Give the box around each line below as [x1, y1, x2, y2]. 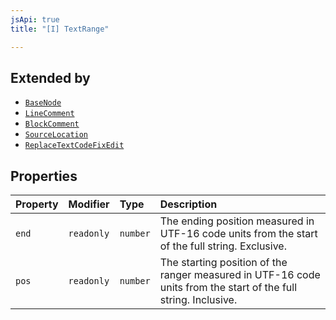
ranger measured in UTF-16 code [159, 268, 321, 282]
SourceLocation [24, 130, 89, 140]
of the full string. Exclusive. [159, 239, 287, 253]
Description [159, 197, 218, 211]
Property [15, 197, 59, 211]
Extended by [10, 69, 91, 86]
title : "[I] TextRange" [10, 24, 110, 34]
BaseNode [24, 98, 62, 108]
